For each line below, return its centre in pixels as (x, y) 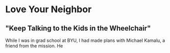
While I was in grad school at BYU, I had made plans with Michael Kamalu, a (85, 40)
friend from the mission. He (34, 46)
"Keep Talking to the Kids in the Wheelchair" (78, 28)
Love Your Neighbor (49, 9)
